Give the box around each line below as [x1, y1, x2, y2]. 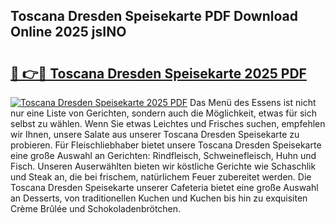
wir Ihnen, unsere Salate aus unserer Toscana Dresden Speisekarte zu [10, 129, 300, 140]
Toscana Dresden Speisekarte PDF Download [10, 8, 299, 25]
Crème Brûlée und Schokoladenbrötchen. [10, 203, 182, 214]
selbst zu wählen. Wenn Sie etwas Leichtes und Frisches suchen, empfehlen [10, 118, 326, 129]
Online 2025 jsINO [10, 24, 127, 41]
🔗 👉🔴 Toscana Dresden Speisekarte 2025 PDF [10, 65, 307, 82]
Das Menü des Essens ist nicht [189, 97, 317, 108]
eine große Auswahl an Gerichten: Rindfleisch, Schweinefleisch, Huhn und [10, 150, 317, 161]
